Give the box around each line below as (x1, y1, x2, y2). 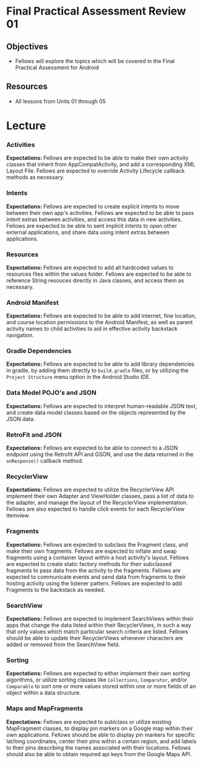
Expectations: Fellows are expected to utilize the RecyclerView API (6, 486, 175, 493)
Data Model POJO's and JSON (6, 389, 97, 397)
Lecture (6, 119, 47, 132)
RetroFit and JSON (6, 430, 62, 438)
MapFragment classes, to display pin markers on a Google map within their (6, 725, 193, 732)
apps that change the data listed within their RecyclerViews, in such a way (6, 621, 191, 629)
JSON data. (6, 415, 35, 423)
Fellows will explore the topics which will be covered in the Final (15, 58, 175, 64)
